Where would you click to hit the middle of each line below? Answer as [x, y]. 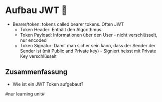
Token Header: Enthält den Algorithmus [61, 29]
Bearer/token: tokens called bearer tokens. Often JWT [68, 24]
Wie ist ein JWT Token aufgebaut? [48, 84]
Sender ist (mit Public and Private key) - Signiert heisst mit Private [88, 51]
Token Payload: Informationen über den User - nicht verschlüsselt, [89, 35]
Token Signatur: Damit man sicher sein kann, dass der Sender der [88, 45]
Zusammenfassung [36, 72]
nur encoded [33, 40]
